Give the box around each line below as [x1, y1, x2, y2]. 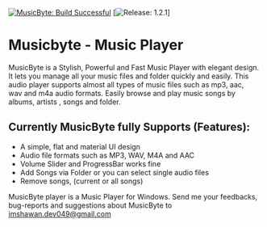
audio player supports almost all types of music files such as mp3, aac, [8, 79, 244, 89]
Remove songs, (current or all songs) [19, 176, 144, 186]
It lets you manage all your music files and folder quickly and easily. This [8, 71, 249, 81]
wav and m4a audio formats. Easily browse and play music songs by [8, 88, 236, 98]
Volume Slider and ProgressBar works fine [19, 158, 161, 169]
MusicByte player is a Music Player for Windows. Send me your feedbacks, [8, 191, 258, 201]
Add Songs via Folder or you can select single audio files [19, 167, 210, 177]
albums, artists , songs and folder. [8, 97, 121, 107]
